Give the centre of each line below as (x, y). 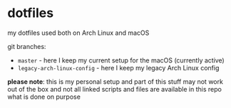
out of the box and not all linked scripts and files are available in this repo (115, 89)
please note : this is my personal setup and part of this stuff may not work (115, 81)
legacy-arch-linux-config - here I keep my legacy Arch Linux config (118, 67)
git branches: (27, 46)
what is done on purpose (44, 97)
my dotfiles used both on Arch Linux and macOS (78, 33)
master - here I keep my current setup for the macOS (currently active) (121, 60)
